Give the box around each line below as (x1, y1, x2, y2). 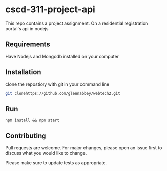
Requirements (5, 40, 50, 49)
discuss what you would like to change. (5, 150, 87, 156)
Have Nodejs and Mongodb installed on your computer (5, 53, 119, 59)
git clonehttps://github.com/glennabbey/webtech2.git (5, 91, 121, 96)
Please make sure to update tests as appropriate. (5, 160, 107, 166)
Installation (5, 68, 41, 76)
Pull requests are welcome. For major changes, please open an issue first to (5, 145, 162, 151)
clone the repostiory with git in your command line (5, 81, 110, 87)
